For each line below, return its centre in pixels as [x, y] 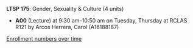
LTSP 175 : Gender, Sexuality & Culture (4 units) [65, 9]
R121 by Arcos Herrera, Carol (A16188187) [67, 27]
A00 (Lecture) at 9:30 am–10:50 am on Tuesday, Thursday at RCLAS [101, 20]
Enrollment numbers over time [44, 39]
